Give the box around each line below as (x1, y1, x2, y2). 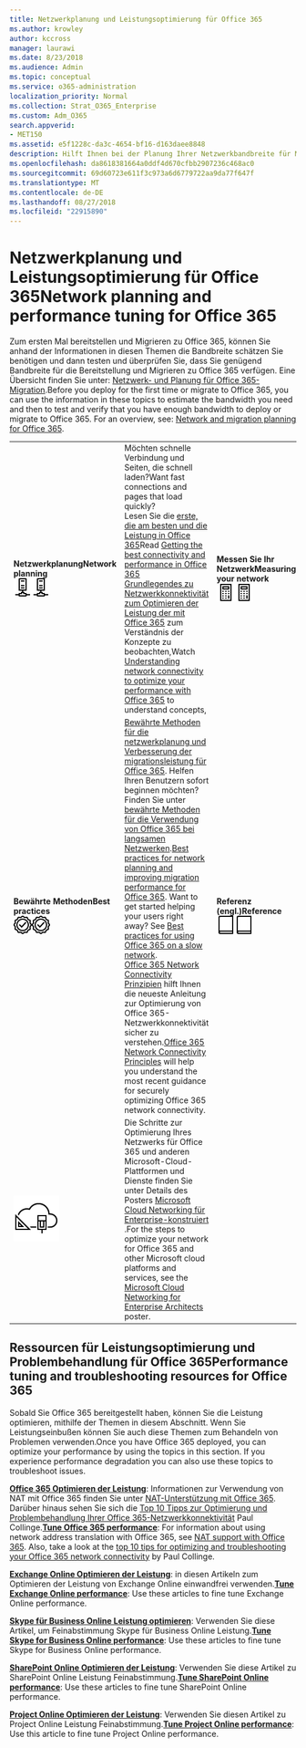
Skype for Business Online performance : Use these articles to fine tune (9, 1634, 281, 1646)
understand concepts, (124, 703, 207, 715)
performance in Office (124, 558, 208, 569)
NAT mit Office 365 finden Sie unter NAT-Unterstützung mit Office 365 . (9, 1493, 276, 1503)
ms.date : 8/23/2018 (9, 53, 84, 63)
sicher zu (124, 1027, 159, 1038)
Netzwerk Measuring (216, 563, 297, 574)
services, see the (124, 1273, 189, 1284)
